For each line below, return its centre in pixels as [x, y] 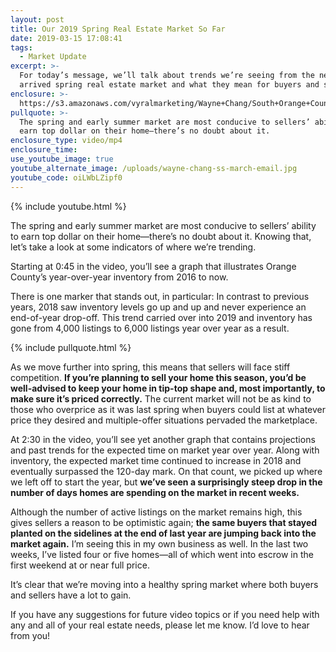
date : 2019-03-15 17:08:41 [66, 38]
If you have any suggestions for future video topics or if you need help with [165, 614]
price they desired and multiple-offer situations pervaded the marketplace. [164, 420]
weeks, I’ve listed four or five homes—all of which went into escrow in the [162, 554]
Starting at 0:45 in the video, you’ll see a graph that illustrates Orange [153, 266]
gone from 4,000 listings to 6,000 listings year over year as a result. [150, 328]
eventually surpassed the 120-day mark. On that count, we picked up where [166, 471]
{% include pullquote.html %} [71, 347]
